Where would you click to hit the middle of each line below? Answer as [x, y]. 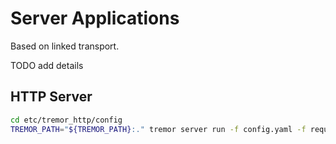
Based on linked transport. [65, 46]
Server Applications [95, 18]
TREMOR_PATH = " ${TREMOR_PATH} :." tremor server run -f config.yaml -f [158, 129]
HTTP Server [51, 97]
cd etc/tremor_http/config [66, 120]
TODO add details [47, 65]
